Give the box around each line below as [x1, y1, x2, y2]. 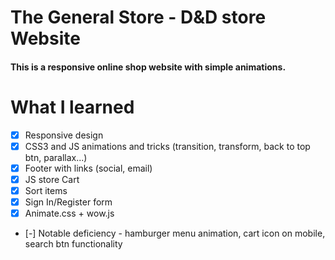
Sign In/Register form [24, 196, 113, 208]
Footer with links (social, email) [24, 162, 153, 174]
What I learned [10, 96, 135, 118]
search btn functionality [24, 238, 123, 250]
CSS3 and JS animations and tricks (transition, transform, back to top [24, 140, 311, 152]
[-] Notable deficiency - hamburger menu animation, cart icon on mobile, [24, 227, 326, 240]
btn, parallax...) [24, 151, 88, 163]
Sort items [24, 184, 68, 196]
